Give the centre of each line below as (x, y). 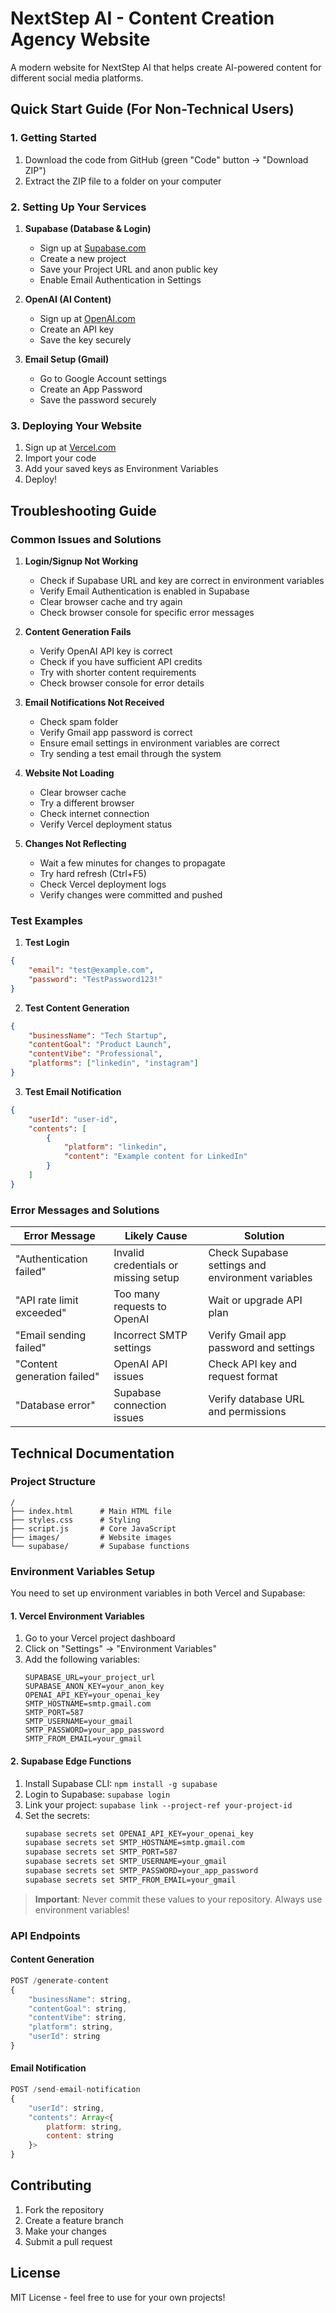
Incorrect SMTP (150, 1335)
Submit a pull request (68, 2241)
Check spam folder (79, 721)
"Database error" (55, 1405)
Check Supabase (248, 1253)
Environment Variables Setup (83, 1571)
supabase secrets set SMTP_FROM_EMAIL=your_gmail (130, 1880)
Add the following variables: (82, 1659)
